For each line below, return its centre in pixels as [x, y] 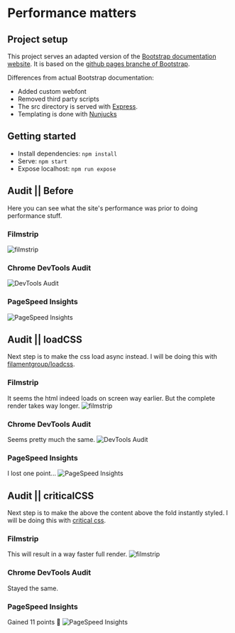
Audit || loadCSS [45, 339]
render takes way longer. [44, 406]
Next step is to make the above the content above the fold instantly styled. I [118, 513]
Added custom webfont [52, 91]
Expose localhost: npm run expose [67, 168]
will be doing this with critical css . [57, 521]
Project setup [38, 39]
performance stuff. [35, 215]
